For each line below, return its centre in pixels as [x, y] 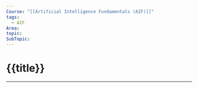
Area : [13, 28]
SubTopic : [18, 39]
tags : [13, 17]
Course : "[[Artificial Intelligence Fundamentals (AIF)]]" [80, 12]
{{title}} [26, 68]
